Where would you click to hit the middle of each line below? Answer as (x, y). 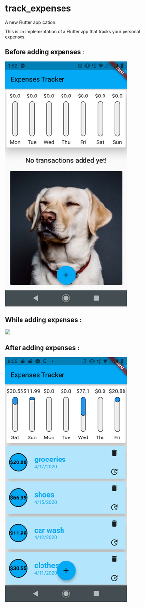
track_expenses (38, 9)
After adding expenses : (42, 348)
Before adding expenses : (45, 52)
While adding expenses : (43, 320)
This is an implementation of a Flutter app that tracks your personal (72, 31)
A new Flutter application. (31, 22)
